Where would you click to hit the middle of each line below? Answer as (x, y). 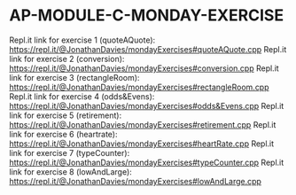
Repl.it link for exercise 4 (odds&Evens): (82, 96)
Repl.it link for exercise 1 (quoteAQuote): (82, 40)
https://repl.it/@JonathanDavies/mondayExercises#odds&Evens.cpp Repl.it (147, 105)
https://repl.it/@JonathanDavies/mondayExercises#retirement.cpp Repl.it (143, 124)
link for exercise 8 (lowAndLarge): (71, 172)
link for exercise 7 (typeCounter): (70, 152)
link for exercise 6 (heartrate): (63, 134)
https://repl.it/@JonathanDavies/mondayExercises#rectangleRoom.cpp (139, 87)
